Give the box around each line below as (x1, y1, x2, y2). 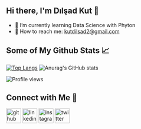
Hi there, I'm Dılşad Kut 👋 (6, 6, 99, 16)
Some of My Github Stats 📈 (6, 45, 110, 56)
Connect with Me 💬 (6, 92, 78, 103)
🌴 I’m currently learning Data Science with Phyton (14, 21, 136, 28)
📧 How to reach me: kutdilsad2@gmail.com (14, 28, 120, 35)
